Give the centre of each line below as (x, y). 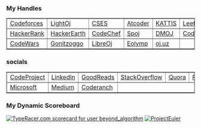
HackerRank (27, 33)
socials (17, 62)
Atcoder (138, 23)
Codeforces (27, 23)
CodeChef (106, 33)
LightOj (61, 23)
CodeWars (25, 44)
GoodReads (98, 77)
